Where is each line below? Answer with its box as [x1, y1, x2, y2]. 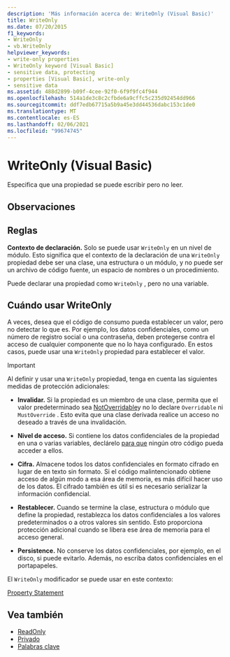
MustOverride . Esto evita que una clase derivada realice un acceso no [17, 411, 220, 419]
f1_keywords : [7, 29, 45, 37]
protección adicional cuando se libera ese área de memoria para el [17, 525, 210, 534]
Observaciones [7, 201, 76, 213]
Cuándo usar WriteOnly [7, 299, 112, 311]
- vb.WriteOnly [7, 43, 52, 50]
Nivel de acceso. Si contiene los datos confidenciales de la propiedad [17, 432, 220, 440]
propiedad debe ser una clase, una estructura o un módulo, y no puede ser [7, 258, 224, 267]
